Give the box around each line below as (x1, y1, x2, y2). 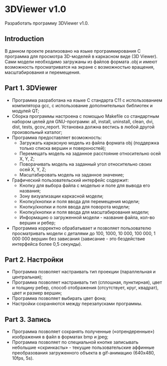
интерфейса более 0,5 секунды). (11, 241, 82, 247)
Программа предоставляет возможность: (11, 134, 102, 140)
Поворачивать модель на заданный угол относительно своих (19, 161, 151, 167)
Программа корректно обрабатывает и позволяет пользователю (11, 225, 151, 231)
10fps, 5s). (11, 355, 34, 361)
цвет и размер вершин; (11, 290, 62, 296)
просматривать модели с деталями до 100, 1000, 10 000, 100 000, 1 (11, 230, 156, 236)
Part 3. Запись (4, 315, 51, 324)
